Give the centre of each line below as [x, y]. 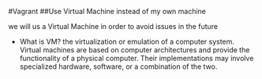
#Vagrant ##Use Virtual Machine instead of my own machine [107, 11]
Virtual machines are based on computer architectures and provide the [135, 50]
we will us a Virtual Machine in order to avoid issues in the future [113, 26]
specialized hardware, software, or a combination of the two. [118, 66]
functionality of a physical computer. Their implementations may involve [137, 58]
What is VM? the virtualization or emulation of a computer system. [127, 41]
